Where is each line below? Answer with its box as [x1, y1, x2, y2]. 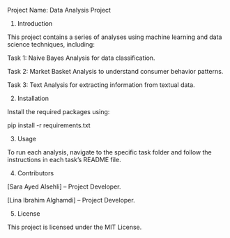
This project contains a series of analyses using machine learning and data [7, 33, 222, 41]
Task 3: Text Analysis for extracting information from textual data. [7, 81, 195, 89]
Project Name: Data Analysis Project [7, 6, 112, 14]
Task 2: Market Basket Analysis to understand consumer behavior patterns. [7, 68, 224, 75]
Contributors [17, 169, 54, 177]
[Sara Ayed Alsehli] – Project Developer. [7, 182, 121, 191]
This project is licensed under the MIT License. [7, 223, 142, 231]
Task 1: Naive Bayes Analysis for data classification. [7, 54, 155, 62]
